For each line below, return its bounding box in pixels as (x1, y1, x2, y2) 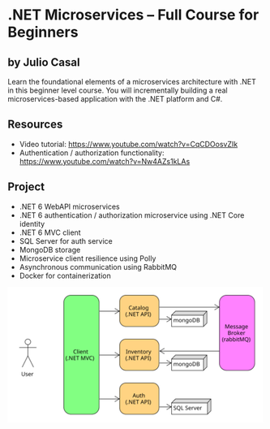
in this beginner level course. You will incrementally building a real (7, 85, 228, 95)
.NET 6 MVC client (19, 227, 82, 237)
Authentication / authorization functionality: (19, 148, 165, 158)
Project (7, 180, 45, 194)
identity (19, 219, 45, 228)
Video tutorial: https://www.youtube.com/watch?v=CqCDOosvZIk (19, 139, 238, 149)
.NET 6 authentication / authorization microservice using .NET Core (19, 210, 245, 220)
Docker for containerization (19, 271, 111, 280)
